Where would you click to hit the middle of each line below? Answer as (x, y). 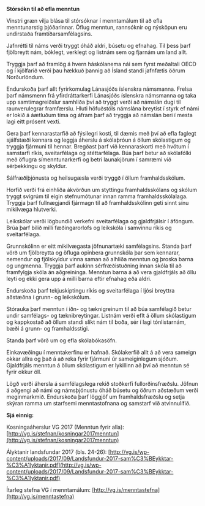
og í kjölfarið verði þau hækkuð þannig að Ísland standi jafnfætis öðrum (96, 71)
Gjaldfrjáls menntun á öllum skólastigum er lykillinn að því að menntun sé (98, 365)
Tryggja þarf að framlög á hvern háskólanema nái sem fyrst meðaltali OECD (102, 64)
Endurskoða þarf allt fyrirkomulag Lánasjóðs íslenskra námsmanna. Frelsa (99, 89)
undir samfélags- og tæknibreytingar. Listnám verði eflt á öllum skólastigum (101, 316)
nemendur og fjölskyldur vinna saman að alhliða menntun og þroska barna (100, 259)
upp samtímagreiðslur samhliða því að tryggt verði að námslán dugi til (94, 102)
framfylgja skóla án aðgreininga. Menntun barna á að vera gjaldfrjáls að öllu (101, 272)
